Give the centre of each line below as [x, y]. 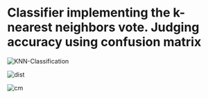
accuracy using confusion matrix [104, 42]
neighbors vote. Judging [127, 27]
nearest [30, 27]
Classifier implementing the [89, 13]
